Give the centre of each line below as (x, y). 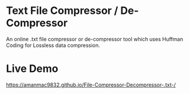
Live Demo (32, 69)
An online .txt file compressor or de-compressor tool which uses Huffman (95, 39)
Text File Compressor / (62, 11)
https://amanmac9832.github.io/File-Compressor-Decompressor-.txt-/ (91, 85)
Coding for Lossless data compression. (53, 45)
